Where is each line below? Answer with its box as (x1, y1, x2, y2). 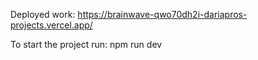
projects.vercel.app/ (10, 19, 93, 31)
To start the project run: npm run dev (10, 39, 163, 50)
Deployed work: (10, 9, 76, 20)
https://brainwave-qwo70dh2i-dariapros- (77, 9, 248, 20)
